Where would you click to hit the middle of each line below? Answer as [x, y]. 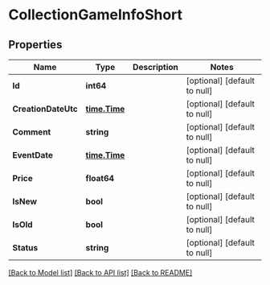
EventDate [33, 155]
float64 [100, 178]
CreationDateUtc [45, 109]
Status [25, 248]
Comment [32, 132]
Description [155, 67]
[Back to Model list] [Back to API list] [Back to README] [100, 273]
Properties [35, 45]
